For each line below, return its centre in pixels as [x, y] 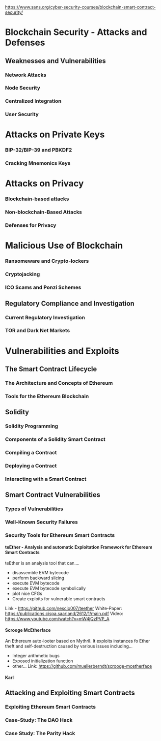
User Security [22, 114]
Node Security [23, 88]
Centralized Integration [33, 101]
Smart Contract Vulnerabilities [53, 495]
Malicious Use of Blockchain [64, 246]
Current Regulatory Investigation [45, 317]
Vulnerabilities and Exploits [62, 351]
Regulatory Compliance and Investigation [70, 303]
